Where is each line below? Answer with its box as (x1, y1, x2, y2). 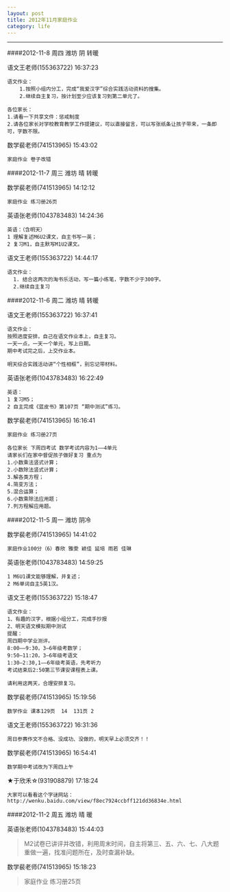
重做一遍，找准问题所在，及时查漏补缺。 (23, 848, 138, 856)
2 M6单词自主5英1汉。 (7, 580, 62, 587)
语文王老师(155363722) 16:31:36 (7, 721, 98, 729)
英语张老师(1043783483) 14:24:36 (7, 211, 104, 220)
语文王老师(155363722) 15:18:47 (7, 594, 98, 602)
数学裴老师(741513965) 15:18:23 (7, 862, 97, 871)
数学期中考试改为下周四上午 (7, 764, 74, 771)
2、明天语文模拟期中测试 (7, 623, 66, 630)
